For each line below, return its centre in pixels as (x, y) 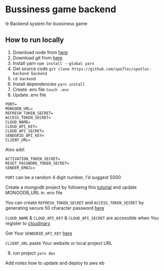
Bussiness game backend (61, 9)
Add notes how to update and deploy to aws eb (55, 263)
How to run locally (35, 40)
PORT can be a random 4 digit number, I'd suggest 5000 (63, 177)
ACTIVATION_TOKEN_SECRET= (33, 159)
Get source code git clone (41, 69)
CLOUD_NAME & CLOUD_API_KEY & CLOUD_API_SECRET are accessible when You (82, 218)
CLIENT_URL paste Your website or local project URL (59, 243)
